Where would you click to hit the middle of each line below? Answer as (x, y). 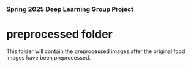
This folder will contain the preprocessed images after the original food (96, 51)
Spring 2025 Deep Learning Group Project (70, 9)
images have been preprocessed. (48, 57)
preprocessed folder (60, 34)
